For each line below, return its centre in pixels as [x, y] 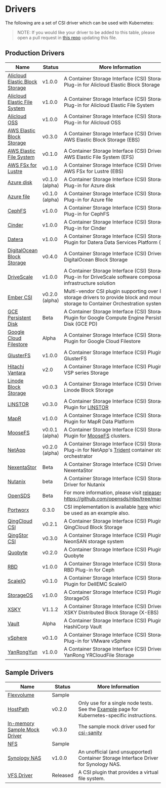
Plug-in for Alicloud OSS [92, 122]
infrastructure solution [90, 283]
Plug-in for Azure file [88, 200]
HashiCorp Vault [83, 626]
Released [62, 775]
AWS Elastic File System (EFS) [99, 157]
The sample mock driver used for [117, 726]
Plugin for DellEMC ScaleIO [95, 584]
